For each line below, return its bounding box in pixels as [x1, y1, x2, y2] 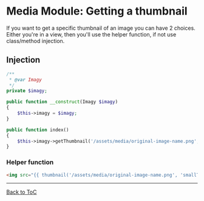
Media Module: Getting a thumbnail [6, 4, 188, 18]
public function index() [6, 126, 69, 133]
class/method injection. [6, 37, 65, 44]
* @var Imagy [8, 77, 42, 83]
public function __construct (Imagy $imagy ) [6, 99, 118, 105]
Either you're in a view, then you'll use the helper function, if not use [6, 30, 177, 38]
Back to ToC [6, 188, 37, 196]
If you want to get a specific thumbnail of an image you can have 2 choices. [6, 24, 195, 32]
